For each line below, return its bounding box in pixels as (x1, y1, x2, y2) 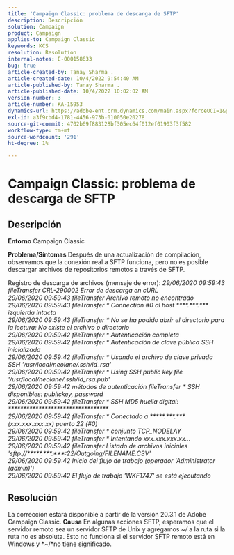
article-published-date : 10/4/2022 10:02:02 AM (8, 88, 149, 95)
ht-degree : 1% (8, 140, 49, 147)
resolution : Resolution (8, 50, 77, 56)
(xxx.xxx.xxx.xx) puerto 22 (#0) (8, 420, 98, 428)
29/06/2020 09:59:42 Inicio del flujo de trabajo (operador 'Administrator (8, 457, 216, 465)
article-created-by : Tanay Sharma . (8, 68, 114, 75)
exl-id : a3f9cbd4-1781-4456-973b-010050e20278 (8, 114, 145, 121)
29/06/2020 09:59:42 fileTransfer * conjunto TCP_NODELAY (8, 427, 181, 436)
